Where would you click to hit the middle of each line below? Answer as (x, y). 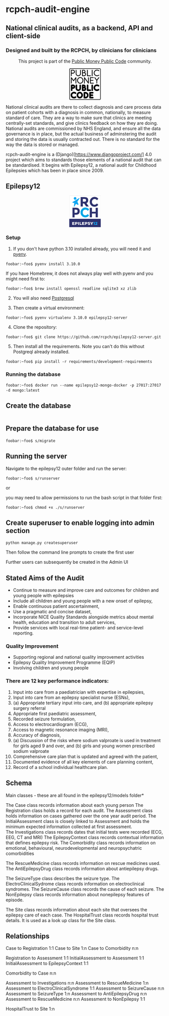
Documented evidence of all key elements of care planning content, (83, 762)
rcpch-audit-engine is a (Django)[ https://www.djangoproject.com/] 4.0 (79, 154)
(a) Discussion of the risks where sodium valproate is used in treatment (87, 740)
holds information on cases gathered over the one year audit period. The (81, 816)
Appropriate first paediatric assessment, (55, 713)
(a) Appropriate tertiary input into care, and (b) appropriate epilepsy (83, 703)
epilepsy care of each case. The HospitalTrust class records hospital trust (82, 915)
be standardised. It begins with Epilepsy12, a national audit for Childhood (81, 165)
